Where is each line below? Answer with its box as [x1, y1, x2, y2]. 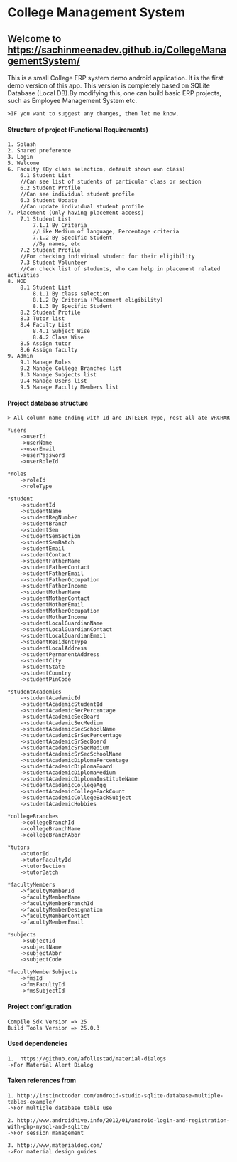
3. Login [7, 154, 33, 161]
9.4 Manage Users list [20, 378, 87, 385]
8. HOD [7, 278, 27, 285]
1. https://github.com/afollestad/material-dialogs [7, 1055, 167, 1062]
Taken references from [7, 1076, 77, 1085]
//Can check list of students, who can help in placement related [20, 265, 221, 273]
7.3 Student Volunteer [20, 259, 87, 267]
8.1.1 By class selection [33, 290, 110, 297]
